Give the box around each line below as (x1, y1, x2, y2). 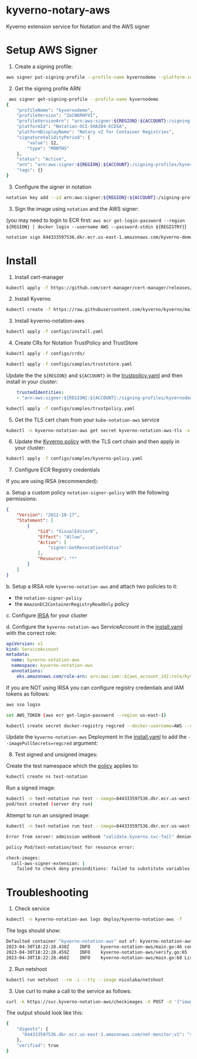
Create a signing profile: (14, 63, 73, 70)
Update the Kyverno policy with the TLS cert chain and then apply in (14, 438, 180, 445)
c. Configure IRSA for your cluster (6, 612, 88, 619)
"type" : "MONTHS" (27, 145, 69, 151)
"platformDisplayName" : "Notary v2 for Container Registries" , (16, 129, 175, 135)
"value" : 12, (27, 140, 59, 146)
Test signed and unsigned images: (14, 751, 98, 758)
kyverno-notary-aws (6, 4, 110, 17)
